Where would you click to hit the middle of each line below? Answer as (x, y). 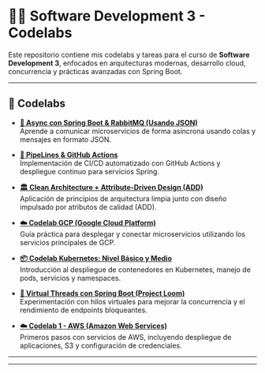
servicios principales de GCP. (67, 242)
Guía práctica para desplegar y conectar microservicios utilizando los (132, 234)
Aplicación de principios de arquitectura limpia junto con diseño (123, 198)
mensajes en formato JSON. (65, 139)
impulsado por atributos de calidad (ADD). (88, 207)
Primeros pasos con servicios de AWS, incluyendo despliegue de (125, 337)
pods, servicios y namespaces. (70, 278)
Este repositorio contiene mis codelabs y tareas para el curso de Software (129, 54)
